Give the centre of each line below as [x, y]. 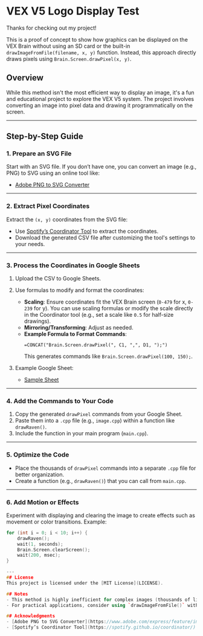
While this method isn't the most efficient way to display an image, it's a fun [100, 92]
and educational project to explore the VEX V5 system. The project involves [100, 99]
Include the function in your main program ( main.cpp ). [82, 433]
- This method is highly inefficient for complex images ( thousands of [98, 600]
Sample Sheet [41, 380]
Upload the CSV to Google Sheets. [58, 279]
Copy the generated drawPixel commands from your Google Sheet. [99, 414]
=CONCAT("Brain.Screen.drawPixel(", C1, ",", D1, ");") [96, 345]
